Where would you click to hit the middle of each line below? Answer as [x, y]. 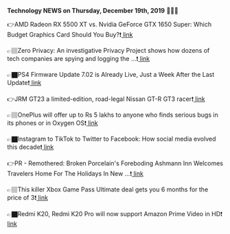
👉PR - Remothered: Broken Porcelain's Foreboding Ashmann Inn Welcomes [115, 163]
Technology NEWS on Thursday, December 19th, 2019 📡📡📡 [93, 11]
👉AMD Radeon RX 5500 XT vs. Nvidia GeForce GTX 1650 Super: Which [109, 24]
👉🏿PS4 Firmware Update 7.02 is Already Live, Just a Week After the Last [111, 74]
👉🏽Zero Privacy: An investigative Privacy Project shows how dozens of [108, 50]
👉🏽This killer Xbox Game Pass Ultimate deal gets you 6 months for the [108, 189]
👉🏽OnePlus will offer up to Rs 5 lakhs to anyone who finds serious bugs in [113, 115]
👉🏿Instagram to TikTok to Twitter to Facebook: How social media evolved [112, 139]
